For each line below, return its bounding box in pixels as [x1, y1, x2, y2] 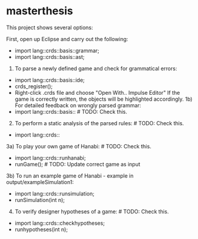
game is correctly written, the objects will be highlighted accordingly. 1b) [14, 95, 193, 103]
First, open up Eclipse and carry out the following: [6, 35, 128, 42]
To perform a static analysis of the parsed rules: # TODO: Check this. [14, 119, 184, 126]
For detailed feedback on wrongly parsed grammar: [14, 101, 142, 108]
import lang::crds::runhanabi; [14, 154, 86, 162]
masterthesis [6, 4, 73, 18]
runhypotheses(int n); [14, 225, 68, 233]
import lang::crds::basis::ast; [14, 53, 85, 60]
